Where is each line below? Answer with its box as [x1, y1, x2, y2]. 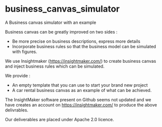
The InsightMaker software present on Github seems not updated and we [5, 96, 151, 103]
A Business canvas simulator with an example [5, 19, 97, 25]
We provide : [5, 73, 31, 78]
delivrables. [5, 107, 29, 113]
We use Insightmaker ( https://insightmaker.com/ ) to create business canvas [5, 58, 156, 64]
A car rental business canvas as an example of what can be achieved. [12, 87, 152, 93]
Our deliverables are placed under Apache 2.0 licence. [5, 116, 114, 122]
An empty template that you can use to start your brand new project [12, 82, 148, 88]
